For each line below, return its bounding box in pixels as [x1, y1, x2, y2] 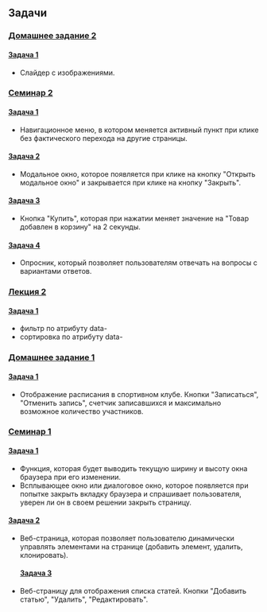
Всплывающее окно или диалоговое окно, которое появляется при [19, 481, 249, 490]
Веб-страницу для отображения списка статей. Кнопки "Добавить [19, 587, 247, 596]
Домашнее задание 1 [8, 352, 95, 363]
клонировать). [19, 550, 69, 559]
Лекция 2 [8, 287, 47, 298]
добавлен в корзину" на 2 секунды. [19, 222, 141, 232]
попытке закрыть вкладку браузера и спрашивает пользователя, [19, 489, 242, 498]
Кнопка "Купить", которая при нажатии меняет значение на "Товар [19, 214, 249, 224]
